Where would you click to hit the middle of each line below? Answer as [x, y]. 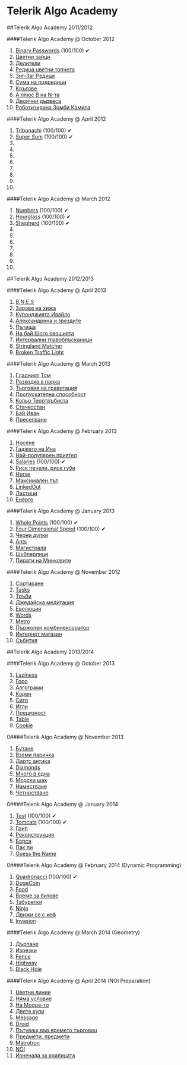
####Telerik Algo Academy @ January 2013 [61, 511]
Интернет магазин [39, 634]
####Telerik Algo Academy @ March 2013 [58, 363]
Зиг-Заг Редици [35, 76]
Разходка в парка [38, 381]
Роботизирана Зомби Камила [53, 107]
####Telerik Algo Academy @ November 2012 [64, 571]
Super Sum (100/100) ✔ [44, 136]
